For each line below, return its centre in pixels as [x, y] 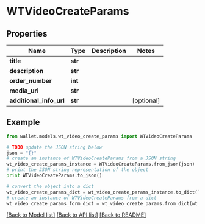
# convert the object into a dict [50, 186]
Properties [27, 34]
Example [23, 122]
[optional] [146, 100]
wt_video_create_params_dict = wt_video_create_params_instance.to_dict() [103, 192]
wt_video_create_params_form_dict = [53, 203]
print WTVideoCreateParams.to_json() [54, 176]
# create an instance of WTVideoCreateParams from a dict [81, 198]
